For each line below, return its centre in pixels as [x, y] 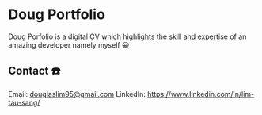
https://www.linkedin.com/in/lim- [201, 94]
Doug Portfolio [57, 15]
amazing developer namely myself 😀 [69, 44]
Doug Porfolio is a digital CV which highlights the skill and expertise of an [127, 36]
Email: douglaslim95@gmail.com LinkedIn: [77, 94]
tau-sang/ [24, 102]
